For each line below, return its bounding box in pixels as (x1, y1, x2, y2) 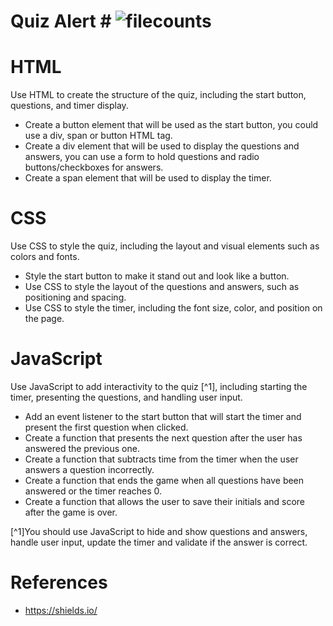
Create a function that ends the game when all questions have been (24, 475, 305, 486)
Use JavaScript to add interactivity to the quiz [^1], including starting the (10, 381, 308, 392)
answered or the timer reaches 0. (24, 485, 163, 497)
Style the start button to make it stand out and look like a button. (24, 270, 290, 282)
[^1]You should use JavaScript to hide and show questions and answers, (10, 526, 308, 537)
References (10, 571, 108, 594)
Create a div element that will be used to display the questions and (24, 140, 300, 152)
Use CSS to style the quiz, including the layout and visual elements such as (10, 240, 320, 252)
